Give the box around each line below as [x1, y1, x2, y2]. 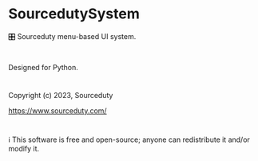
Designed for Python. [8, 63, 78, 73]
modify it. [8, 143, 40, 153]
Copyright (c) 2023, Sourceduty [8, 91, 113, 100]
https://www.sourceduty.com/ [8, 106, 107, 116]
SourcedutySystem [8, 5, 140, 23]
